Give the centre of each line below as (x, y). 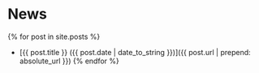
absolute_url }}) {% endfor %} (69, 61)
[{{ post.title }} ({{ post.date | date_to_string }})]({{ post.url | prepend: (135, 52)
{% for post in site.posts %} (54, 36)
